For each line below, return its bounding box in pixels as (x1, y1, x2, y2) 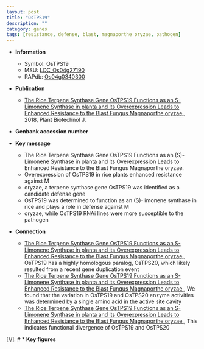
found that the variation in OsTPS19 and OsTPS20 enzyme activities (24, 292, 194, 299)
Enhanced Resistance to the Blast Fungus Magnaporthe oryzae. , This (24, 317, 198, 325)
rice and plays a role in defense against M (24, 203, 130, 211)
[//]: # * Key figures (6, 336, 56, 343)
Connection (15, 228, 46, 235)
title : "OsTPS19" (6, 15, 51, 21)
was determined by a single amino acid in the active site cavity (24, 298, 181, 305)
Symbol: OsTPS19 (24, 60, 69, 68)
